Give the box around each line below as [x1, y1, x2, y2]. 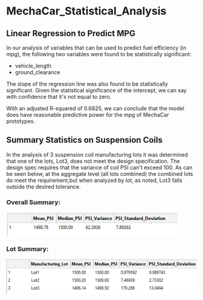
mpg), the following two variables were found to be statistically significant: [6, 51, 192, 58]
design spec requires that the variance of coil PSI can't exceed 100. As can [6, 164, 193, 171]
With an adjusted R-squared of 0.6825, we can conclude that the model [6, 105, 184, 112]
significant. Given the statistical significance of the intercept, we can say [6, 87, 187, 94]
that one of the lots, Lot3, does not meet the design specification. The [6, 157, 180, 164]
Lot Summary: [6, 245, 49, 254]
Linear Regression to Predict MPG [6, 28, 136, 39]
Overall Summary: [6, 198, 61, 206]
